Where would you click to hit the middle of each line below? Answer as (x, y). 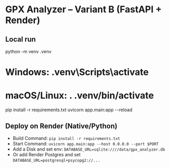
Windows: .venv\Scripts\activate (77, 72)
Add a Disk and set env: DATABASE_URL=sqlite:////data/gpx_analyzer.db (89, 149)
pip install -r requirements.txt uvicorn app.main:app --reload (69, 110)
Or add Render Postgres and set (47, 154)
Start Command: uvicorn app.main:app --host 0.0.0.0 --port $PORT (86, 143)
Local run (20, 39)
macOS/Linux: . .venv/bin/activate (80, 96)
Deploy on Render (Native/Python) (61, 126)
